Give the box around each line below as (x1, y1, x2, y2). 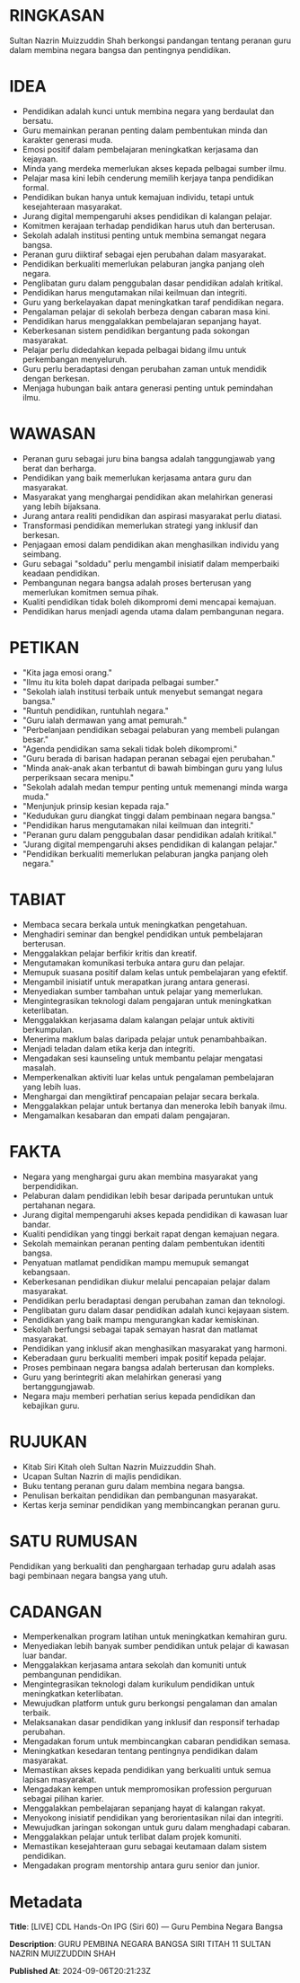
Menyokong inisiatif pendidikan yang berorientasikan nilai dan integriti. (22, 1812, 285, 1823)
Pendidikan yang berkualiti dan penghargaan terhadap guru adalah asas (9, 1560, 276, 1572)
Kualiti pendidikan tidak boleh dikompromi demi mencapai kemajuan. (22, 596, 277, 607)
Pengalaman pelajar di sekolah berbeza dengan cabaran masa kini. (22, 306, 271, 317)
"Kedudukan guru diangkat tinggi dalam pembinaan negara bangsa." (22, 810, 276, 821)
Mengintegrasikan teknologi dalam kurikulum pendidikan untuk (22, 1679, 255, 1689)
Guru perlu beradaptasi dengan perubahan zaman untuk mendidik (22, 363, 268, 374)
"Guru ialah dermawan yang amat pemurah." (22, 715, 188, 726)
